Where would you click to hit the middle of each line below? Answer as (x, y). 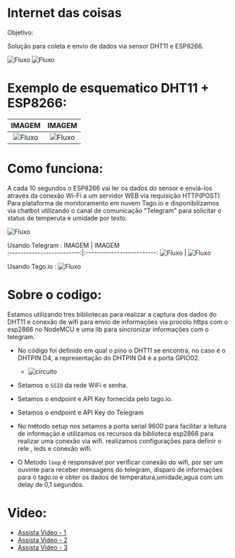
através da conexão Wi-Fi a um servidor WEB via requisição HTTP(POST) (114, 196)
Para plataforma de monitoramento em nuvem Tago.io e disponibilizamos (113, 203)
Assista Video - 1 (42, 532)
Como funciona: (55, 169)
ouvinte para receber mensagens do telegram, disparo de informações (120, 469)
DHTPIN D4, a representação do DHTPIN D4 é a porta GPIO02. (109, 357)
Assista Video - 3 (43, 547)
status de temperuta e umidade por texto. (68, 218)
